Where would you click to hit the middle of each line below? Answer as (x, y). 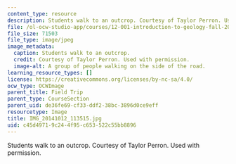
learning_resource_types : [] (50, 72)
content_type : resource (42, 14)
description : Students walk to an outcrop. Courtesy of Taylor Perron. (114, 20)
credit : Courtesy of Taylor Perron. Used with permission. (102, 60)
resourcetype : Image (38, 112)
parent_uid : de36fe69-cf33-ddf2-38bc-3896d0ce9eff (83, 106)
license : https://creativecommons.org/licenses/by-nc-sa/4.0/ (100, 79)
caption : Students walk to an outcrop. (72, 53)
